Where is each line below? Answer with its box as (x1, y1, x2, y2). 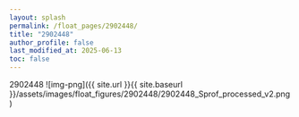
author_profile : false (9, 38, 94, 47)
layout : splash (9, 13, 66, 22)
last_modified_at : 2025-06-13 (9, 46, 123, 55)
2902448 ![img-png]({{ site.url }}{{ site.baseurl (9, 79, 184, 89)
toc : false (9, 54, 50, 63)
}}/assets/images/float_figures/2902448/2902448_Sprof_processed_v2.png (9, 88, 291, 99)
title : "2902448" (9, 29, 74, 38)
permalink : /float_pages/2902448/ (9, 21, 139, 30)
